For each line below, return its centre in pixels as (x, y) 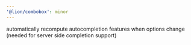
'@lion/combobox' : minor (37, 12)
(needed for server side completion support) (61, 35)
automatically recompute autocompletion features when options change (95, 29)
